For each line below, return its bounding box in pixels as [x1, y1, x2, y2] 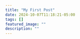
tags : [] [5, 17, 24, 22]
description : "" [5, 26, 39, 31]
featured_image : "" [5, 21, 46, 27]
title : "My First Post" [5, 7, 55, 13]
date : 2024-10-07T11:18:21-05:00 [5, 12, 75, 17]
